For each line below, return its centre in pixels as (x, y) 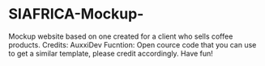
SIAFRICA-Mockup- (76, 14)
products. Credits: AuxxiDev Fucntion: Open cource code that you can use (132, 44)
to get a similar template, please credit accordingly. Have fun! (111, 53)
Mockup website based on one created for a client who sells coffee (121, 36)
